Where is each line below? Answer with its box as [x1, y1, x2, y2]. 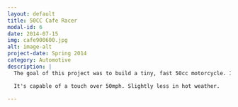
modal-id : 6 [7, 23, 42, 30]
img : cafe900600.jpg [7, 37, 69, 44]
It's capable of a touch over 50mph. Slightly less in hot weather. [13, 82, 220, 89]
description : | [7, 63, 52, 70]
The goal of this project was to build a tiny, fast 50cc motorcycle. [13, 69, 227, 77]
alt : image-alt [7, 43, 52, 50]
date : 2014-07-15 [7, 30, 59, 38]
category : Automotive [7, 57, 72, 64]
